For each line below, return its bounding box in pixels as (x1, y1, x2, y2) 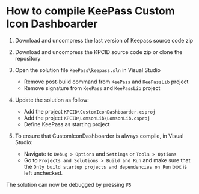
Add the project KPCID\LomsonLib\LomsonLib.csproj (23, 114, 150, 121)
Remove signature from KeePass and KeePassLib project (23, 84, 161, 91)
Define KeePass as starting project (23, 120, 110, 127)
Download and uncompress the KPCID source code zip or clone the (14, 48, 183, 55)
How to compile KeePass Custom (6, 4, 176, 18)
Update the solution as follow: (14, 96, 89, 103)
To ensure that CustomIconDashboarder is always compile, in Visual (14, 132, 184, 139)
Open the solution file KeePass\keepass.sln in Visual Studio (14, 66, 161, 73)
